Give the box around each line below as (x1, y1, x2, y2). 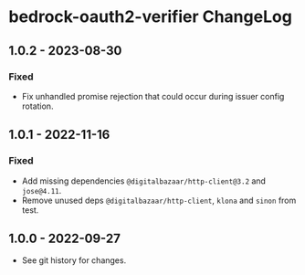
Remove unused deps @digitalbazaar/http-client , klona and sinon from (21, 195, 297, 206)
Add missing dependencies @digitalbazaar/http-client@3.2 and (21, 175, 267, 186)
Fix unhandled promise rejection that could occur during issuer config (21, 90, 285, 101)
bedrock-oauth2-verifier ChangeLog (8, 6, 293, 27)
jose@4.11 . (21, 185, 62, 196)
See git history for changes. (21, 255, 127, 266)
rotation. (21, 100, 54, 111)
